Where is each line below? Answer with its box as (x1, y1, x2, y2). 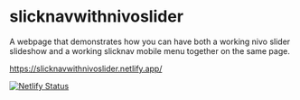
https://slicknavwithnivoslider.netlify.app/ (9, 63, 163, 74)
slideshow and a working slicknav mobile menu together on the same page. (9, 45, 291, 56)
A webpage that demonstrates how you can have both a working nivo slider (9, 36, 291, 47)
